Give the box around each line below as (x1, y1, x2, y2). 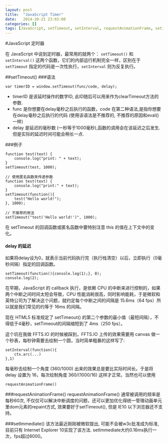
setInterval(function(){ (5, 347, 57, 353)
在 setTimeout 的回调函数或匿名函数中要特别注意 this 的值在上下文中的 (5, 224, 150, 230)
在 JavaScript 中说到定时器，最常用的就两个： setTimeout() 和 (5, 51, 133, 57)
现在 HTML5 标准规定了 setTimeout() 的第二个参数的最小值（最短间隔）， (5, 314, 155, 320)
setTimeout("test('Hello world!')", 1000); (5, 215, 97, 220)
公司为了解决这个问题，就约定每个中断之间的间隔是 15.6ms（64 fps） (13, 297, 157, 303)
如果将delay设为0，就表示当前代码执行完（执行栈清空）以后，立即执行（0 (5, 255, 158, 261)
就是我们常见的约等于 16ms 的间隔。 (9, 304, 84, 310)
